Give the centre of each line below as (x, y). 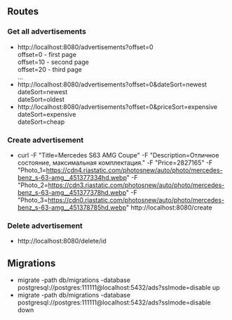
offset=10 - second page (53, 62)
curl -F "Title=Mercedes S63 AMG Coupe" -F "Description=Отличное (118, 155)
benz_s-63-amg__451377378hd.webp (72, 192)
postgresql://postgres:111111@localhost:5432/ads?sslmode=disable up (118, 288)
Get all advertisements (47, 32)
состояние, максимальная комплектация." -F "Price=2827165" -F (115, 162)
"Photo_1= (32, 170)
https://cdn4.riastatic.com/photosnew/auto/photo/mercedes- (134, 170)
